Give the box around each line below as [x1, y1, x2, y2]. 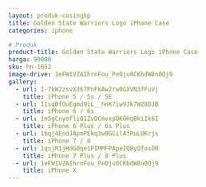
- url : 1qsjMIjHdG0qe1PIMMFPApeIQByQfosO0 [15, 144, 159, 152]
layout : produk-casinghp [8, 11, 91, 20]
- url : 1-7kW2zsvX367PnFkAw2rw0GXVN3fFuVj [15, 85, 159, 93]
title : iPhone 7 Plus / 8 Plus [22, 152, 127, 160]
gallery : [8, 77, 38, 86]
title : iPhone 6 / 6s [22, 107, 94, 115]
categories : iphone [8, 26, 73, 34]
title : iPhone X [22, 166, 77, 175]
